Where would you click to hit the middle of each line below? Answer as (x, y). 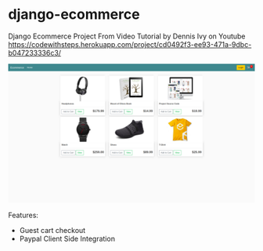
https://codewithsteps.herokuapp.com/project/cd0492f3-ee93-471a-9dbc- (130, 44)
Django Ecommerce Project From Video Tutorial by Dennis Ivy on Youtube (127, 36)
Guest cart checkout (52, 231)
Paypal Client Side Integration (67, 239)
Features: (23, 215)
